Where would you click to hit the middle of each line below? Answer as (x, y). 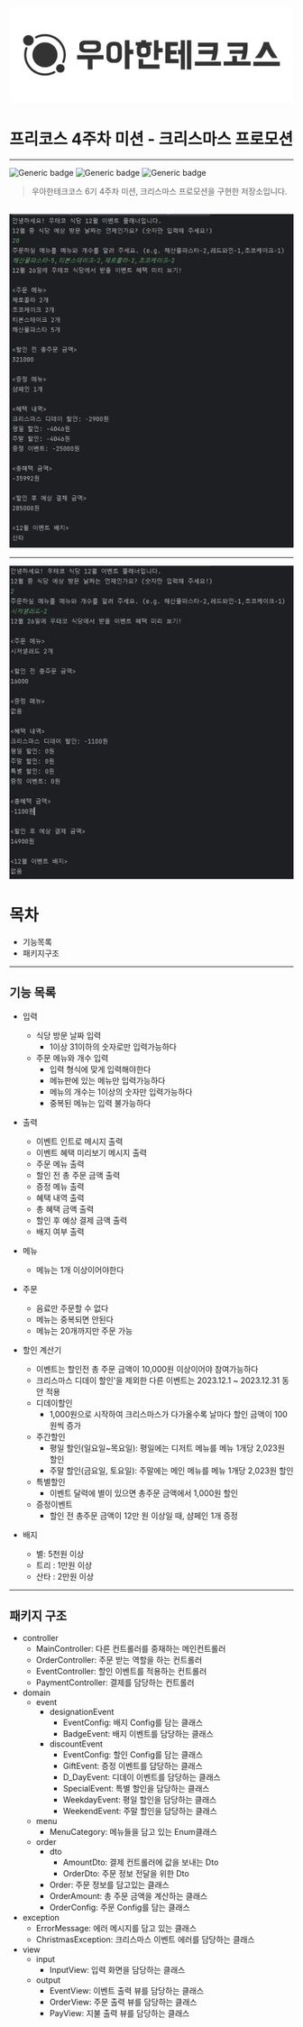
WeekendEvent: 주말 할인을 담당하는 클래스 (140, 1811)
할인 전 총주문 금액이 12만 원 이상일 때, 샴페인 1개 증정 (144, 1515)
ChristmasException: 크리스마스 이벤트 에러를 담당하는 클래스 (145, 1940)
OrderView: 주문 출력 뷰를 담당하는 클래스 (123, 2002)
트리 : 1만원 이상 (64, 1565)
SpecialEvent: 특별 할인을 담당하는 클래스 (136, 1789)
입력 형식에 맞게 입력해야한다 (100, 1069)
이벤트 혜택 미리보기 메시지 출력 (91, 1152)
